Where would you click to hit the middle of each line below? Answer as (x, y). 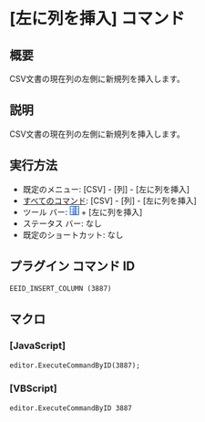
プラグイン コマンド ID (72, 267)
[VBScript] (33, 388)
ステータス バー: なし (62, 223)
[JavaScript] (38, 345)
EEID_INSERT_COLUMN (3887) (61, 289)
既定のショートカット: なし (73, 234)
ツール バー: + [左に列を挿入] (82, 211)
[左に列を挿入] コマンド (97, 19)
